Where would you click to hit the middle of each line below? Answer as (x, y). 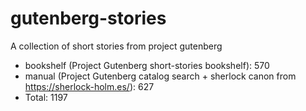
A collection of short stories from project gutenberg (116, 46)
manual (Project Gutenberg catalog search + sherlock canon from (160, 76)
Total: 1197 (46, 97)
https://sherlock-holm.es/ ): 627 (89, 86)
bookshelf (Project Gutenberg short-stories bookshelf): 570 (147, 65)
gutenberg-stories (88, 18)
